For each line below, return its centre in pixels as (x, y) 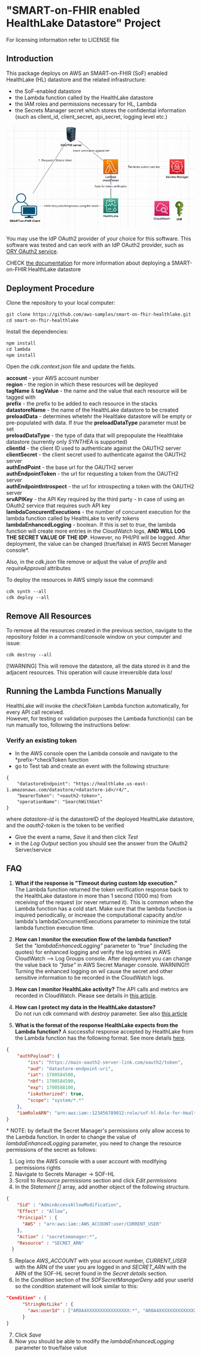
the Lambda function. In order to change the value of (71, 1137)
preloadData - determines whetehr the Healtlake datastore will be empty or (99, 416)
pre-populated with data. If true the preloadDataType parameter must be (96, 423)
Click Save (28, 1335)
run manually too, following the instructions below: (68, 725)
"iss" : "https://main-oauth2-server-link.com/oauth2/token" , (106, 1062)
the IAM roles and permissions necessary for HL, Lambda (86, 104)
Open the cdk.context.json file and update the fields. (71, 367)
